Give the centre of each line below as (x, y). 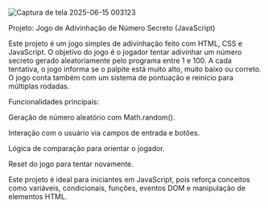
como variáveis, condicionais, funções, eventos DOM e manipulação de (127, 188)
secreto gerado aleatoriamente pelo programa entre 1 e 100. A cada (120, 61)
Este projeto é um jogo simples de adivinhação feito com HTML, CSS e (126, 43)
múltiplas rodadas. (39, 86)
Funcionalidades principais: (54, 102)
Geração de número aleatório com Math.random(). (92, 117)
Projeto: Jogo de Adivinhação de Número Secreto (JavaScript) (112, 28)
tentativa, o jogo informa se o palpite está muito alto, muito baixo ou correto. (135, 69)
